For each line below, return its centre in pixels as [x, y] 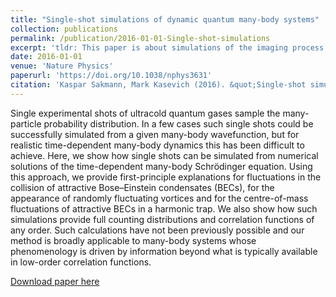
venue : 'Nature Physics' [62, 66]
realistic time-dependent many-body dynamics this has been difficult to [157, 145]
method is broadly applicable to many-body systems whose [133, 240]
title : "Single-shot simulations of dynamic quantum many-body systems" [165, 19]
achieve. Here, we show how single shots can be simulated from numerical [164, 155]
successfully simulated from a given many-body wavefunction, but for [155, 134]
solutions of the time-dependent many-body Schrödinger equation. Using [161, 166]
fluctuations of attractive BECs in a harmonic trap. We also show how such [164, 208]
